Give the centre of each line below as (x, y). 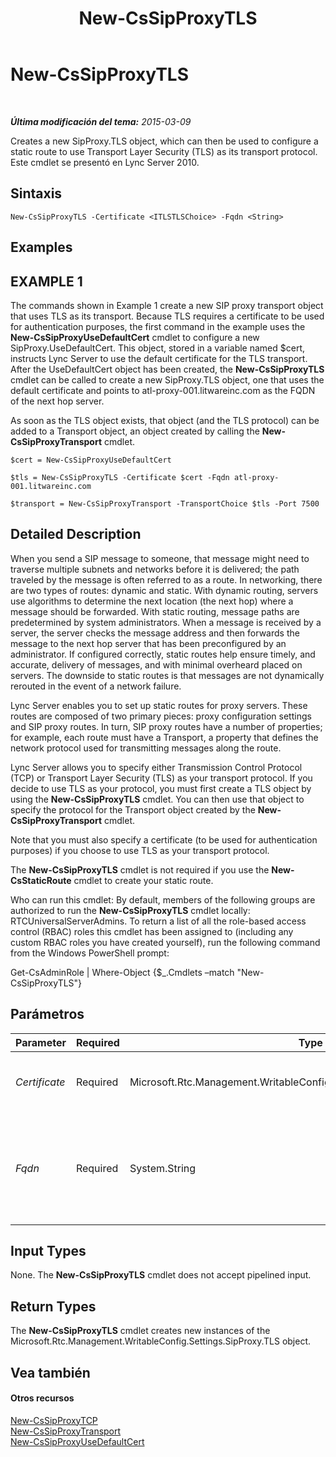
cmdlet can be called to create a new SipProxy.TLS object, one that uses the (167, 379)
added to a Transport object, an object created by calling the (135, 431)
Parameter (41, 1042)
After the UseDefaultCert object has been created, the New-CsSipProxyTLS (167, 369)
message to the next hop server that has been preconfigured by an (148, 643)
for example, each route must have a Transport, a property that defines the (164, 737)
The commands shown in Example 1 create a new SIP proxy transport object (167, 305)
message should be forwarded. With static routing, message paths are (155, 611)
